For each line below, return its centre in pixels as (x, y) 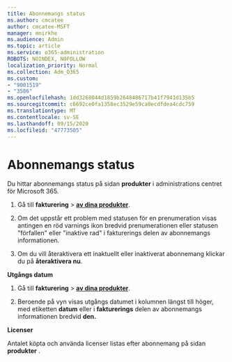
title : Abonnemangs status (46, 14)
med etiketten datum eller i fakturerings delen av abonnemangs (109, 309)
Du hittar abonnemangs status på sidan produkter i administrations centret (115, 184)
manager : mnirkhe (32, 33)
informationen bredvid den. (56, 317)
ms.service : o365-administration (56, 53)
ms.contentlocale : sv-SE (43, 117)
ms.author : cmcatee (36, 20)
